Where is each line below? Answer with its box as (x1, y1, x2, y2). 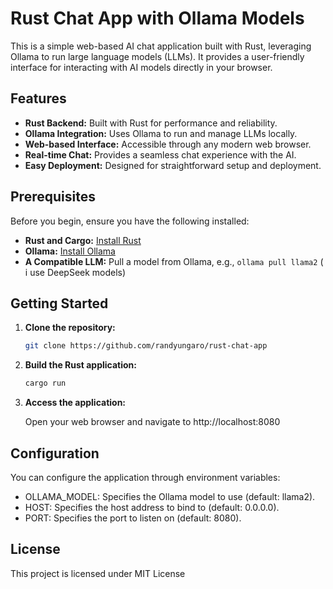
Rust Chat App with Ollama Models (10, 7, 305, 30)
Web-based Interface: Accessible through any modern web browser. (24, 138, 312, 150)
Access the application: (24, 397, 127, 409)
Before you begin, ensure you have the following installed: (10, 215, 250, 227)
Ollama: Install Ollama (24, 245, 116, 257)
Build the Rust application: (24, 359, 137, 371)
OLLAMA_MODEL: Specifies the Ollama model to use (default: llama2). (24, 490, 316, 502)
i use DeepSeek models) (24, 266, 127, 278)
